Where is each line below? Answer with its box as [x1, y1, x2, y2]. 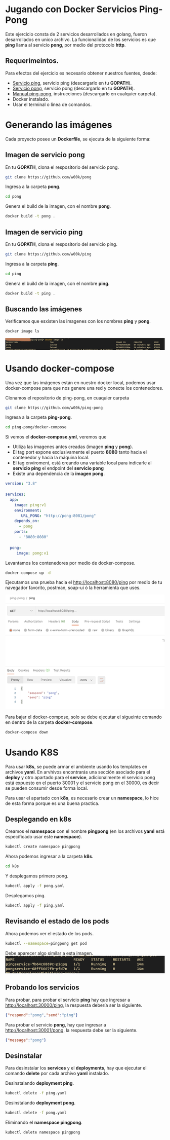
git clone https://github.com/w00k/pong [5, 174, 92, 179]
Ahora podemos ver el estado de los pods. [5, 930, 94, 936]
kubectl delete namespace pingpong [5, 1129, 80, 1135]
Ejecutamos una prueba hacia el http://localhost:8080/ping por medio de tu [5, 579, 162, 585]
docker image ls [5, 328, 39, 334]
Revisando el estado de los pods [5, 917, 109, 926]
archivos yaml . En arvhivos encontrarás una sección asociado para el [5, 769, 150, 775]
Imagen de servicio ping [5, 228, 83, 236]
